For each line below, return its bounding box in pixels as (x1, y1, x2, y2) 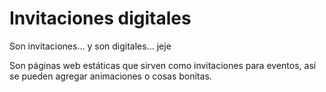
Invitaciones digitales (9, 7, 192, 30)
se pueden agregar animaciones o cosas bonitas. (9, 70, 212, 82)
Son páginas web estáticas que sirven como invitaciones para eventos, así (9, 59, 317, 71)
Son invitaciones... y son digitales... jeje (9, 40, 172, 52)
